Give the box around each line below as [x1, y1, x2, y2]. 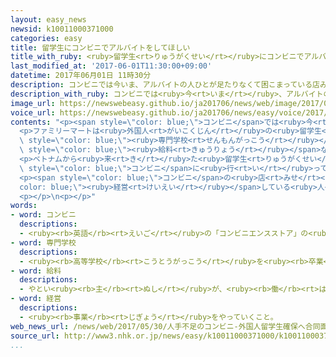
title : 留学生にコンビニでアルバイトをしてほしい [10, 42, 191, 53]
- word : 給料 [10, 266, 62, 276]
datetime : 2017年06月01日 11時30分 [10, 71, 152, 81]
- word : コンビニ [10, 210, 77, 220]
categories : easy [10, 33, 83, 43]
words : [10, 201, 38, 211]
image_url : [10, 98, 56, 108]
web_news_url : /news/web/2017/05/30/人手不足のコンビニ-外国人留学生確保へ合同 [10, 321, 321, 331]
